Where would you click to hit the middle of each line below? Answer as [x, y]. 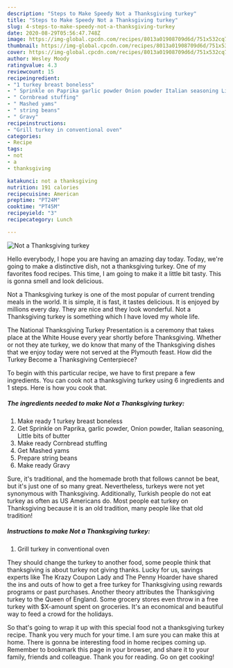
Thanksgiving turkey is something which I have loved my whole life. [103, 316]
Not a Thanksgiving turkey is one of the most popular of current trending [111, 294]
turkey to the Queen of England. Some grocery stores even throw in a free [113, 599]
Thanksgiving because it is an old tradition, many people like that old [105, 508]
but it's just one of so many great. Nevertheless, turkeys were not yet [106, 486]
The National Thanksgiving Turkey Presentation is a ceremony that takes [111, 329]
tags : [15, 149]
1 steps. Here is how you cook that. [57, 387]
